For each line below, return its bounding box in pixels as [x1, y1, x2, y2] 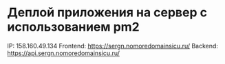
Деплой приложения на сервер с [7, 5, 208, 20]
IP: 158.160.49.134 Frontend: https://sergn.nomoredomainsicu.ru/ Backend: [7, 42, 219, 50]
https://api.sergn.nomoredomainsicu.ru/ [7, 49, 120, 57]
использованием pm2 [7, 19, 140, 35]
